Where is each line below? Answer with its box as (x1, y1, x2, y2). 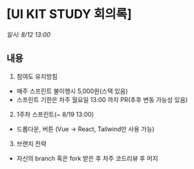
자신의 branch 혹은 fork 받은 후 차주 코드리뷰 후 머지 (16, 154, 158, 162)
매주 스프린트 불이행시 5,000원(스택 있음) (16, 87, 128, 95)
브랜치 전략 (16, 139, 47, 148)
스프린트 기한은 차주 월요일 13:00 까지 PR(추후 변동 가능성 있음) (16, 95, 188, 103)
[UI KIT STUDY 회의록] (6, 6, 133, 22)
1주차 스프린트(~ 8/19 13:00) (16, 110, 95, 118)
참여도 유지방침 (16, 72, 58, 80)
